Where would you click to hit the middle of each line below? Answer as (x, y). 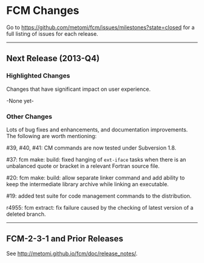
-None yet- (20, 101)
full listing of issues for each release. (52, 33)
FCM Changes (43, 11)
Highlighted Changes (38, 76)
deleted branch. (26, 214)
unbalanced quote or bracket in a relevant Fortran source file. (83, 166)
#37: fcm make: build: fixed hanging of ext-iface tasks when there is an (96, 159)
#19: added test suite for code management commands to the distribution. (99, 196)
